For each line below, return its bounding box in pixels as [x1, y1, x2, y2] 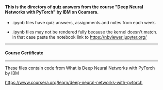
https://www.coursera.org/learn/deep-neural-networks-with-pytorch [5, 80, 143, 86]
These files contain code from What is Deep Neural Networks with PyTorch [5, 65, 155, 71]
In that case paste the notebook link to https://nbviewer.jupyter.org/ [12, 34, 147, 40]
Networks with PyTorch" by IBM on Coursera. [5, 9, 99, 15]
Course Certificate [5, 50, 44, 56]
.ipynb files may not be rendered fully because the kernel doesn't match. [12, 29, 158, 35]
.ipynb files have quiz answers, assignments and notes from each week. [12, 20, 156, 26]
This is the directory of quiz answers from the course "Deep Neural [5, 4, 143, 10]
